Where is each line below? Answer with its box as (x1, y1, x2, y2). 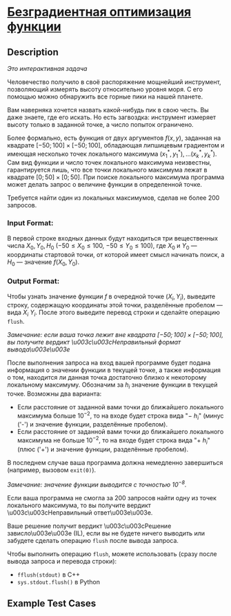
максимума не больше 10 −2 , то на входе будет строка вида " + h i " (17, 435, 210, 446)
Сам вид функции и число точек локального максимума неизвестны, (7, 158, 212, 167)
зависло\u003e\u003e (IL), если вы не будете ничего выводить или (7, 528, 205, 537)
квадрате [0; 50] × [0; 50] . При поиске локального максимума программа (7, 173, 225, 181)
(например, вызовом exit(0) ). (7, 466, 97, 474)
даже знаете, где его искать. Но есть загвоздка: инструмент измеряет (7, 113, 217, 121)
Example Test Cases (7, 597, 97, 609)
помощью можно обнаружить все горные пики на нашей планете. (7, 92, 203, 101)
